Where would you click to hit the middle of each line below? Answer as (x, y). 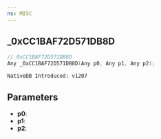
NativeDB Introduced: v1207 (47, 76)
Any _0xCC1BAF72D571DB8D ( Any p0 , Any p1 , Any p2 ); (81, 64)
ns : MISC (20, 13)
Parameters (33, 97)
